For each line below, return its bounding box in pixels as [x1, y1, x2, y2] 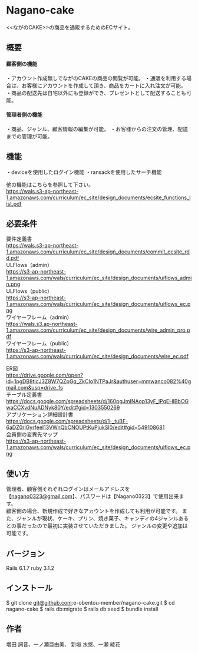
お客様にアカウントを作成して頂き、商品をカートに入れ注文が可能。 [21, 82, 187, 89]
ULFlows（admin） [6, 262, 53, 269]
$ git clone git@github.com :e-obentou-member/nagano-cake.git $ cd [6, 599, 175, 606]
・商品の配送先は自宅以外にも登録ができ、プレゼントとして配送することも [6, 89, 187, 96]
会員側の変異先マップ [6, 431, 58, 438]
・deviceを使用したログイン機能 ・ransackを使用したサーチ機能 [6, 169, 162, 176]
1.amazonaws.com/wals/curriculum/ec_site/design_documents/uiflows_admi [6, 275, 192, 282]
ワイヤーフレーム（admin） [6, 314, 72, 321]
